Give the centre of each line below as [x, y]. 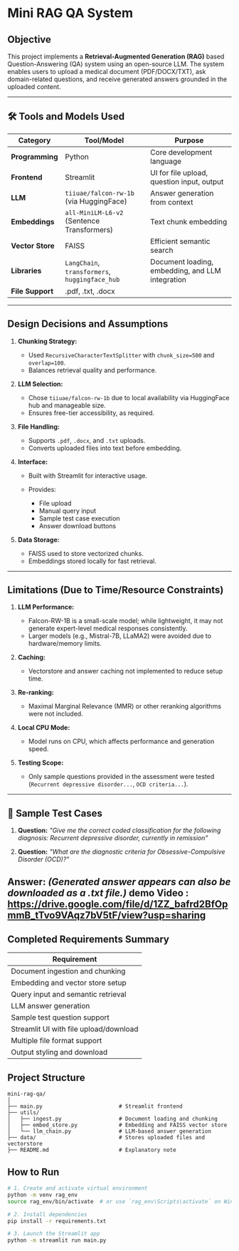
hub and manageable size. [67, 405]
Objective [30, 40]
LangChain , [83, 263]
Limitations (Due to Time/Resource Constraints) [116, 590]
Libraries [26, 271]
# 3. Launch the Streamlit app [54, 1234]
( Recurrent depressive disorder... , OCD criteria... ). [108, 784]
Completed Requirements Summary [88, 939]
